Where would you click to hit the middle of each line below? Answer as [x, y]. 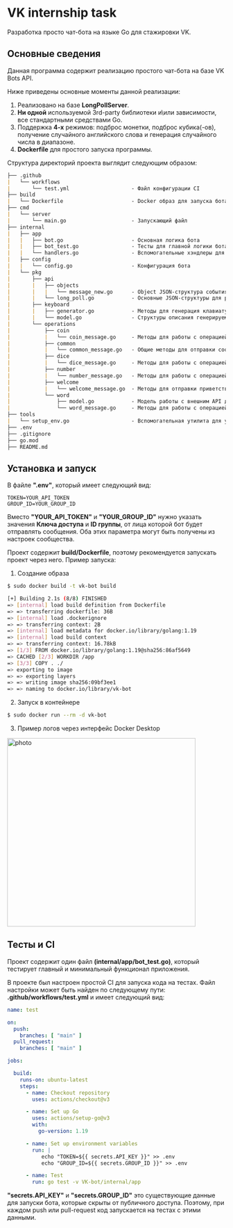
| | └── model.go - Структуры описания [101, 318]
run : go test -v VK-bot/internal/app [86, 1182]
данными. [22, 1218]
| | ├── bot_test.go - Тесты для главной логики [110, 247]
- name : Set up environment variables [81, 1144]
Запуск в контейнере [49, 703]
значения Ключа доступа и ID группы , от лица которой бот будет [105, 524]
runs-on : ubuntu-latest [54, 1080]
